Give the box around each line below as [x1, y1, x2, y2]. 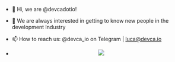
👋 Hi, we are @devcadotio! [11, 6, 77, 13]
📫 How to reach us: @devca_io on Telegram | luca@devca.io [11, 36, 162, 42]
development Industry [11, 24, 66, 30]
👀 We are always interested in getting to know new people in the [11, 17, 169, 24]
